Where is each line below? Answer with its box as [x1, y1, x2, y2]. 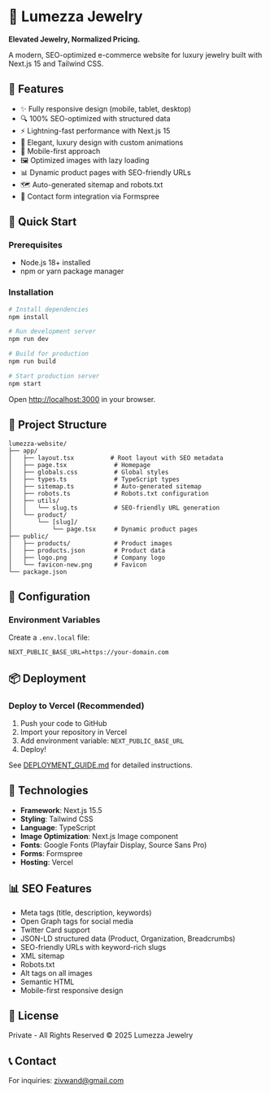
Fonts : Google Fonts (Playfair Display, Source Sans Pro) [20, 840, 207, 850]
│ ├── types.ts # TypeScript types [8, 475, 181, 483]
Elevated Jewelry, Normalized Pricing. [8, 34, 141, 44]
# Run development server [8, 327, 96, 336]
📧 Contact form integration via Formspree [20, 191, 160, 201]
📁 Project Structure [8, 418, 107, 432]
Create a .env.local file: [8, 632, 90, 642]
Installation [8, 286, 54, 298]
